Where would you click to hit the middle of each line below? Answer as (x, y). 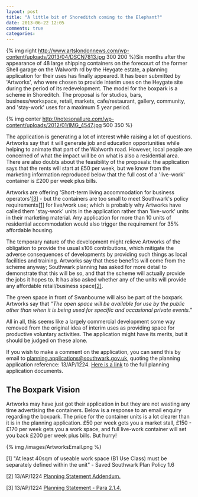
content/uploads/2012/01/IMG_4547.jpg (54, 125)
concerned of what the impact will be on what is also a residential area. (93, 156)
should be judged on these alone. (47, 341)
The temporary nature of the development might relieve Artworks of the (93, 242)
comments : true (25, 28)
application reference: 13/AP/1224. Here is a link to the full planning (88, 365)
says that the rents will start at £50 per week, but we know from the (88, 168)
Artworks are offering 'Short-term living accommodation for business (90, 192)
